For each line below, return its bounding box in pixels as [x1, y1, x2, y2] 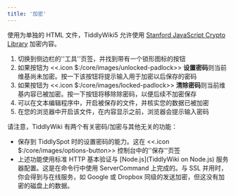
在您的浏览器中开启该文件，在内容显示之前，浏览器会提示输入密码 [17, 107, 209, 116]
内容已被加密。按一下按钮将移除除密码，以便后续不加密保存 [23, 90, 197, 98]
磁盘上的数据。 [30, 181, 74, 190]
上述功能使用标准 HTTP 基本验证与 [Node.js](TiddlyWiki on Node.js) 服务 [17, 154, 229, 163]
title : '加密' [7, 10, 47, 18]
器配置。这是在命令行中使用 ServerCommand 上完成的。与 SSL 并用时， [17, 164, 228, 172]
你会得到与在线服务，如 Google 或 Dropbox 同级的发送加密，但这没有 [17, 172, 219, 180]
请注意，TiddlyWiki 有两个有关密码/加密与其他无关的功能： [7, 122, 178, 130]
